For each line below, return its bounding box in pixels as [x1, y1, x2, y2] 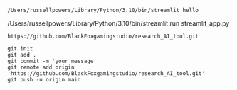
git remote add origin [7, 64, 75, 71]
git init [7, 45, 33, 52]
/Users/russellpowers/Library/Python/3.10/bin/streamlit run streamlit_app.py [7, 19, 230, 28]
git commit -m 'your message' [7, 57, 98, 64]
